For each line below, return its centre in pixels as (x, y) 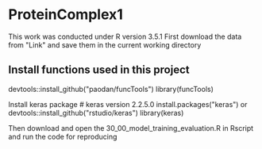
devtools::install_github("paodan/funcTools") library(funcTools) (111, 89)
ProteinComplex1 (65, 15)
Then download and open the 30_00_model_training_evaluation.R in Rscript (131, 128)
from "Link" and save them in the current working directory (105, 44)
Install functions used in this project (99, 70)
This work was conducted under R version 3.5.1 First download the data (125, 36)
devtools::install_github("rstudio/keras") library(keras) (96, 113)
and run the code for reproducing (63, 136)
